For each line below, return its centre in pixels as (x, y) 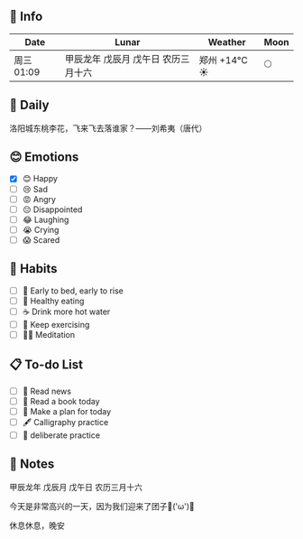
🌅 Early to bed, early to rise (73, 291)
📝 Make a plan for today (67, 411)
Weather (227, 42)
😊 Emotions (44, 158)
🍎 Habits (33, 269)
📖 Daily (29, 105)
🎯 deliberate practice (61, 435)
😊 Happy (40, 179)
